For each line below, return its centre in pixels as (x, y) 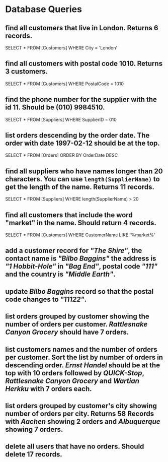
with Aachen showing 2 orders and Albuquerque (83, 422)
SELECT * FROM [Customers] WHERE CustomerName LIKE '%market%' (80, 235)
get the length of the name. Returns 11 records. (80, 187)
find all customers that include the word (69, 215)
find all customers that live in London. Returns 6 (82, 28)
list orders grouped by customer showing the (77, 317)
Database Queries (44, 9)
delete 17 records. (34, 454)
